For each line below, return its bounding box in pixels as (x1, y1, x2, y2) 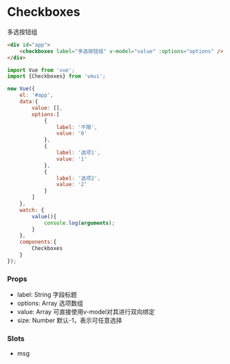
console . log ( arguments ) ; (43, 219, 115, 227)
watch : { (19, 207, 45, 214)
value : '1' (56, 155, 88, 162)
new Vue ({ (7, 85, 36, 93)
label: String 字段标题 (16, 291, 78, 299)
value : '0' (56, 130, 88, 137)
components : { (19, 238, 57, 246)
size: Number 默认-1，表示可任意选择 (16, 317, 122, 325)
